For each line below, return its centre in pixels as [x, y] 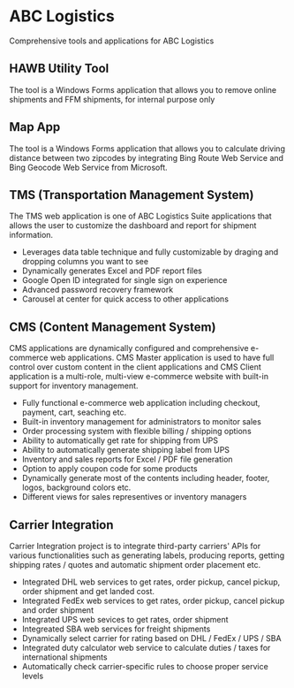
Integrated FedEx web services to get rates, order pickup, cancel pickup [153, 600]
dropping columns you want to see [85, 262]
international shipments [64, 657]
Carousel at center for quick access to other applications [125, 299]
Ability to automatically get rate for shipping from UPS [120, 440]
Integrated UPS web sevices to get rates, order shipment [125, 619]
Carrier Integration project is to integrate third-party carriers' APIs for [135, 546]
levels [33, 676]
